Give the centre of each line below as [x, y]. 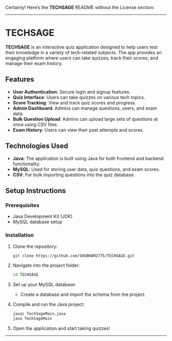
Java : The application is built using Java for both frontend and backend [88, 158]
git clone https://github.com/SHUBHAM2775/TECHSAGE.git [73, 255]
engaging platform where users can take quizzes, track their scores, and [82, 58]
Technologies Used [37, 146]
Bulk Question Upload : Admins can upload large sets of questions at [85, 119]
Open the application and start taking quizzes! [61, 328]
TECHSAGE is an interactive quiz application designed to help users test [81, 47]
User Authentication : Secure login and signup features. [71, 92]
